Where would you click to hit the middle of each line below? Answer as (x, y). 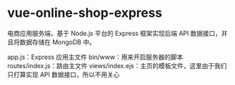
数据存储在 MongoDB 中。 (58, 42)
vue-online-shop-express (85, 13)
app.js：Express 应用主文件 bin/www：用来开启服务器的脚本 (95, 57)
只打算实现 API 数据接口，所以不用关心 (64, 74)
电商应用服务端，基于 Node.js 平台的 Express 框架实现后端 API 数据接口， (115, 33)
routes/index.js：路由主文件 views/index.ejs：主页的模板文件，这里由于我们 (117, 65)
